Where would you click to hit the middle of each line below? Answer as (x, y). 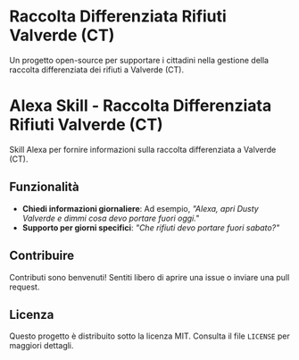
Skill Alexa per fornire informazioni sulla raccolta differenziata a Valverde (143, 149)
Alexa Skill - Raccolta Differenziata (141, 106)
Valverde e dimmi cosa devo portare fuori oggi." (111, 218)
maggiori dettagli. (42, 346)
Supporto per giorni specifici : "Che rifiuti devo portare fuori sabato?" (151, 227)
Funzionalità (44, 187)
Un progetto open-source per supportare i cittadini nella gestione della (139, 60)
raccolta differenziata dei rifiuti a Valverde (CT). (97, 70)
